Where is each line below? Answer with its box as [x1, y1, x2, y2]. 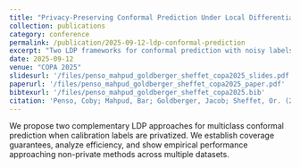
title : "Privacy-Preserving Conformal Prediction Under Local [9, 13, 246, 22]
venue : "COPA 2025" [9, 63, 82, 72]
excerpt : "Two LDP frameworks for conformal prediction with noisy [9, 46, 266, 55]
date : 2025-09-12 [9, 55, 74, 63]
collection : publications [9, 21, 105, 30]
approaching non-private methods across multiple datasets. [9, 149, 229, 160]
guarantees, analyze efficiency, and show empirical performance [9, 139, 248, 150]
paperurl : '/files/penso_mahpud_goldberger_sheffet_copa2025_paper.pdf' [9, 80, 286, 88]
